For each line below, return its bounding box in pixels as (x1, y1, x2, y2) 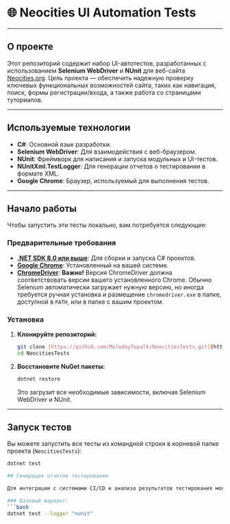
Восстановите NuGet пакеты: (16, 362, 105, 370)
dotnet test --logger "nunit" (7, 510, 94, 517)
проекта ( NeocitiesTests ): (7, 447, 82, 455)
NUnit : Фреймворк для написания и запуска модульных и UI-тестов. (16, 154, 218, 163)
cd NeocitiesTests (16, 350, 70, 357)
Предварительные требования (7, 238, 116, 248)
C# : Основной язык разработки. (16, 140, 112, 148)
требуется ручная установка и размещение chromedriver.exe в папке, (16, 290, 222, 298)
